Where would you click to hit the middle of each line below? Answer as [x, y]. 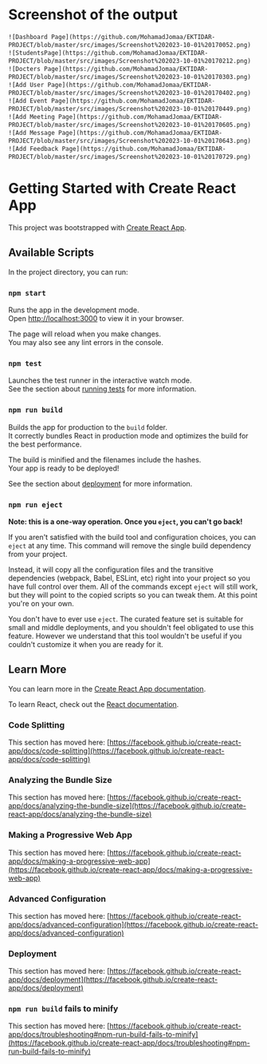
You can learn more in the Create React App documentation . [107, 689]
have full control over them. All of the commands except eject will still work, [133, 586]
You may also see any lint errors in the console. [86, 342]
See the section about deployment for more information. [100, 483]
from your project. [38, 554]
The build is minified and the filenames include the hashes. [105, 459]
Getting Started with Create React [122, 189]
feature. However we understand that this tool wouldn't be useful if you [125, 636]
